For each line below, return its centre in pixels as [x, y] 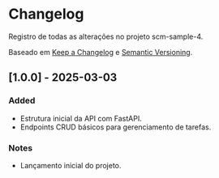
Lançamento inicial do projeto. [71, 165]
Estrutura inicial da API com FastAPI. [81, 118]
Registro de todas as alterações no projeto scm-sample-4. [106, 36]
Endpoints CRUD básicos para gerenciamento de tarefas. [116, 127]
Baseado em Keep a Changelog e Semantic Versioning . [101, 52]
